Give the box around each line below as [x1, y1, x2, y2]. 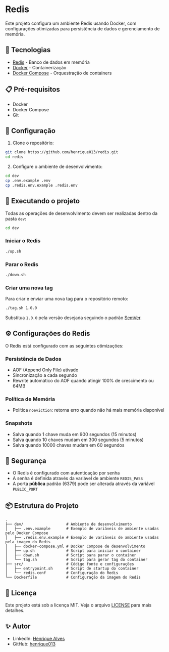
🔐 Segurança [5, 457, 46, 465]
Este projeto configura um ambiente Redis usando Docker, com [5, 20, 137, 26]
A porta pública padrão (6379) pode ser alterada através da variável [12, 481, 155, 487]
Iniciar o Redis [5, 237, 41, 244]
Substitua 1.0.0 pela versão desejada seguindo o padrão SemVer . [5, 315, 142, 321]
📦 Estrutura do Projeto [5, 501, 79, 510]
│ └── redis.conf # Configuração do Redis [5, 571, 119, 576]
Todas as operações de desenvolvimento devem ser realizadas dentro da [5, 210, 158, 216]
